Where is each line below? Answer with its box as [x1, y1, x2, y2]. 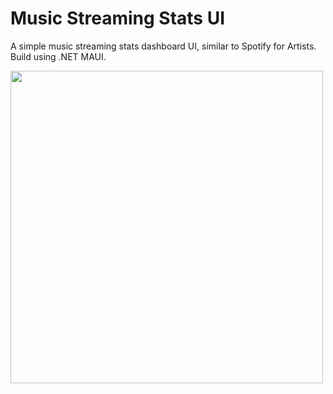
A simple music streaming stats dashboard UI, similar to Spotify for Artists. [10, 40, 317, 52]
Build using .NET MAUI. [10, 50, 107, 62]
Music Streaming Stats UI [10, 7, 225, 30]
